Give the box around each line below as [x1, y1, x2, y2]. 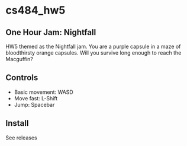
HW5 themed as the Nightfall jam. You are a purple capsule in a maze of [5, 43, 181, 50]
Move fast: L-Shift [14, 94, 58, 101]
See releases [5, 134, 37, 141]
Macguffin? [5, 56, 34, 62]
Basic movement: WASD [14, 88, 73, 96]
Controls [5, 72, 38, 83]
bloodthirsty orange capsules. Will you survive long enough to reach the [5, 49, 182, 56]
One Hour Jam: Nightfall [5, 27, 96, 37]
